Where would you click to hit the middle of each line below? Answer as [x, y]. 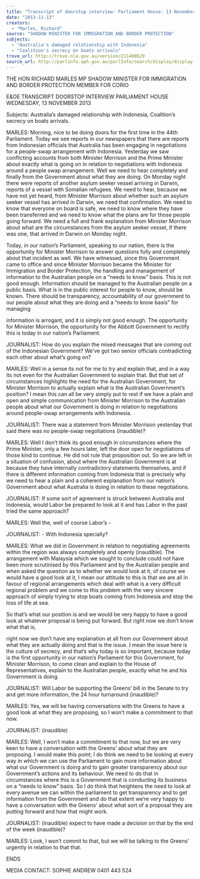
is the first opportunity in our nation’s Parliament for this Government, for [95, 657]
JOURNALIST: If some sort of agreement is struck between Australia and [95, 498]
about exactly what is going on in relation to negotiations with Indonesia [94, 164]
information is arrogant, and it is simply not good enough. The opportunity [97, 320]
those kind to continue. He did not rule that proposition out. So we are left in [99, 455]
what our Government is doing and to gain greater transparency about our [97, 767]
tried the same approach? [38, 511]
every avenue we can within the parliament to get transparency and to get [97, 792]
